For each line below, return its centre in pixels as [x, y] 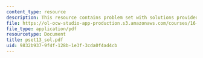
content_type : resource [36, 12]
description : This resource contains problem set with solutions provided [102, 18]
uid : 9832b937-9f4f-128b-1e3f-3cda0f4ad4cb [62, 46]
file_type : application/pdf [42, 29]
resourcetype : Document [36, 34]
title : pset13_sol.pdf [35, 40]
